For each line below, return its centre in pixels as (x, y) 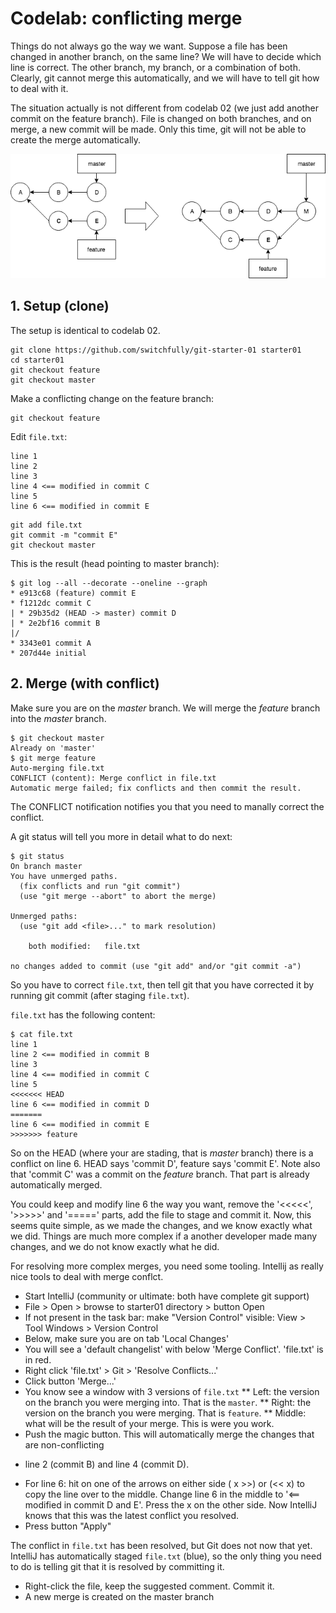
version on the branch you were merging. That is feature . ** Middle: (165, 1413)
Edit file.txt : (39, 436)
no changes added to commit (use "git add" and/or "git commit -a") (156, 966)
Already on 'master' (53, 748)
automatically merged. (56, 1184)
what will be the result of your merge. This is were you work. (149, 1423)
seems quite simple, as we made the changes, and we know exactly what (161, 1225)
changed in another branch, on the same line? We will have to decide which (166, 56)
